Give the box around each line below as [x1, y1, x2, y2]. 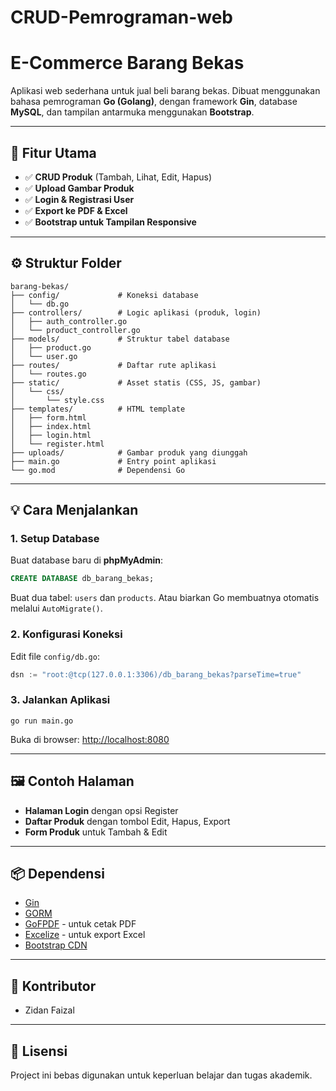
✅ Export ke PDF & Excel [24, 204, 128, 216]
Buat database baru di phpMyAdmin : [10, 554, 164, 566]
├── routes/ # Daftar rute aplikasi [10, 360, 217, 370]
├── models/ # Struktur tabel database [10, 334, 230, 344]
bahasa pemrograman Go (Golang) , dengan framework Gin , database [10, 96, 298, 108]
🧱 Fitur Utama [10, 144, 97, 161]
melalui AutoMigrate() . [10, 602, 103, 615]
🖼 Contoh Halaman [10, 773, 135, 790]
